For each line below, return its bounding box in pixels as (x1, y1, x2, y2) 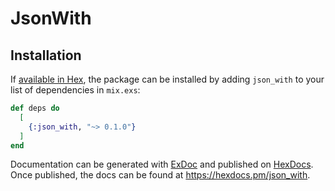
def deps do (10, 103, 60, 113)
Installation (10, 47, 82, 64)
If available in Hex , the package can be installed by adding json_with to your (10, 73, 325, 85)
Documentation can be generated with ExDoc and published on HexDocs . (10, 158, 314, 171)
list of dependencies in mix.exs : (10, 84, 141, 96)
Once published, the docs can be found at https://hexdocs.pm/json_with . (10, 169, 311, 181)
